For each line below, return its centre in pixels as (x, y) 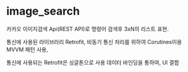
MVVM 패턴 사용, (27, 49)
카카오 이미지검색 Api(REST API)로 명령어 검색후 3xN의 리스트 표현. (88, 29)
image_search (43, 11)
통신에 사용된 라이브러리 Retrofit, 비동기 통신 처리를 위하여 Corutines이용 (94, 41)
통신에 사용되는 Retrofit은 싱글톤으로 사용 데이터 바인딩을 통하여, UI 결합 (93, 62)
